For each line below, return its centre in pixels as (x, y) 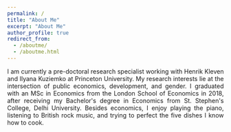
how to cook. (26, 122)
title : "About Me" (33, 20)
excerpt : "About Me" (37, 26)
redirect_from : (29, 39)
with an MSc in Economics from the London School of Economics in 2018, (115, 93)
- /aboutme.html (36, 52)
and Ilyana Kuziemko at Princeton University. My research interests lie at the (115, 78)
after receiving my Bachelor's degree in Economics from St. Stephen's (115, 100)
